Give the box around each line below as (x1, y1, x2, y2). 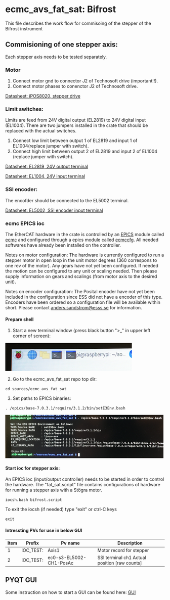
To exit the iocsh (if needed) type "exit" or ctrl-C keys (5, 506, 117, 513)
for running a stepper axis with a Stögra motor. (5, 487, 103, 493)
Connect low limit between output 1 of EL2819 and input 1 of (12, 137, 138, 144)
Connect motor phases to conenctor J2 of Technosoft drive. (12, 83, 138, 89)
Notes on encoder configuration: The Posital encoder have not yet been (5, 288, 155, 294)
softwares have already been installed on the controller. (5, 242, 121, 248)
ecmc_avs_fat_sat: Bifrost (5, 4, 116, 15)
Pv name (61, 540, 80, 546)
